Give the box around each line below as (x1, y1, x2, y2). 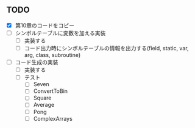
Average (33, 101, 55, 109)
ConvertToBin (33, 87, 68, 95)
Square (33, 94, 52, 102)
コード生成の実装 (15, 59, 58, 66)
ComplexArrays (33, 115, 73, 122)
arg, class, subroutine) (24, 52, 81, 59)
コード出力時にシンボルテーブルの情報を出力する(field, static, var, (24, 45, 189, 52)
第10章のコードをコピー (15, 21, 75, 29)
